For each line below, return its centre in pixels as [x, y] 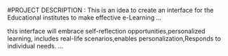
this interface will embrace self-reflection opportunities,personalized [106, 31]
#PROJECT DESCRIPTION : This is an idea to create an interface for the [110, 10]
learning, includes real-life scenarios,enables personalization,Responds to [114, 38]
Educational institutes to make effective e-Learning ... [85, 17]
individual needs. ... [35, 46]
